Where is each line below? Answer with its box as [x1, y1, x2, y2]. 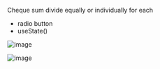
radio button [17, 20, 53, 27]
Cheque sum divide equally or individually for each [7, 6, 154, 14]
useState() [17, 27, 48, 35]
